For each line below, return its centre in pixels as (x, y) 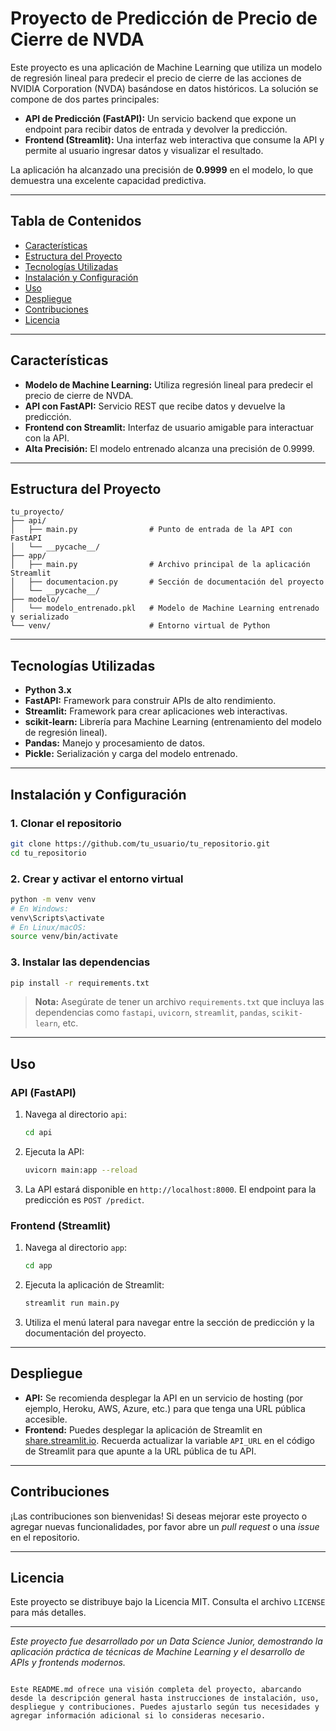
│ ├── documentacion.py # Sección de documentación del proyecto (167, 582)
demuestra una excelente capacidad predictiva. (108, 180)
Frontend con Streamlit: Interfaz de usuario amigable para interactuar (169, 427)
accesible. (46, 1419)
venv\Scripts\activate (57, 918)
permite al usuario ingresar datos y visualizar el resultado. (144, 150)
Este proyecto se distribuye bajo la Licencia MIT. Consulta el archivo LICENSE (168, 1602)
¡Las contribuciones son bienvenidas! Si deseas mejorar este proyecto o (159, 1516)
